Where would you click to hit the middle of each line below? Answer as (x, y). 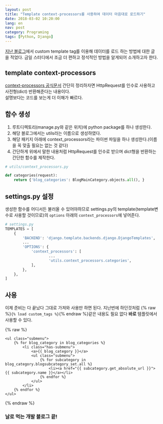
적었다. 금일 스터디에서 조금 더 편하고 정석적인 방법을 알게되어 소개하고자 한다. (84, 57)
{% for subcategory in (63, 360)
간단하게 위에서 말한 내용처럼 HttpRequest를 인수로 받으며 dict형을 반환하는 (84, 151)
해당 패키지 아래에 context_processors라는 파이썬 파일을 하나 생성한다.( (81, 139)
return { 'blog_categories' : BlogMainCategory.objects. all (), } (79, 180)
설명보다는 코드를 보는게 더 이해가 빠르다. (44, 97)
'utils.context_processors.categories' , (90, 260)
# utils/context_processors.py (37, 167)
